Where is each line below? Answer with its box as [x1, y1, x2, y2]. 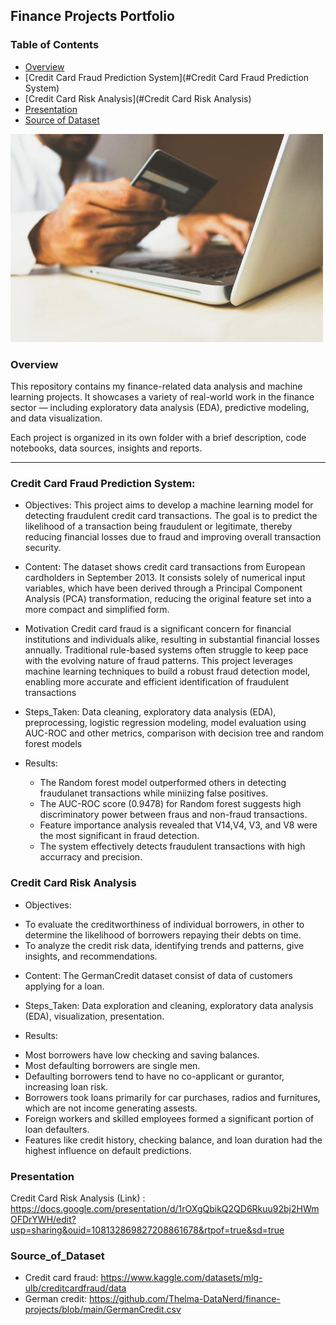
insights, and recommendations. [24, 950, 158, 962]
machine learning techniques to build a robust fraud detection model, [24, 665, 311, 678]
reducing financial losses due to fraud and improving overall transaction [24, 531, 322, 543]
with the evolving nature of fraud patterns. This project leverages [24, 655, 293, 667]
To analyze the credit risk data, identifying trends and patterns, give [24, 939, 305, 951]
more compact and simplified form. [24, 604, 170, 616]
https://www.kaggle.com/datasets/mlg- [100, 1272, 263, 1284]
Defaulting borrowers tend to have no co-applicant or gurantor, [24, 1070, 285, 1082]
